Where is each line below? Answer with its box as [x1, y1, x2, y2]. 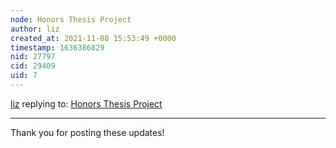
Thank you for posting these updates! [10, 126, 165, 138]
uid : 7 [10, 71, 38, 81]
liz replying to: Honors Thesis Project [10, 97, 163, 110]
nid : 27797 [10, 52, 56, 62]
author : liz [10, 24, 60, 34]
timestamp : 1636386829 [10, 42, 105, 53]
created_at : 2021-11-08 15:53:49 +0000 [10, 33, 177, 43]
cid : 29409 [10, 61, 56, 71]
